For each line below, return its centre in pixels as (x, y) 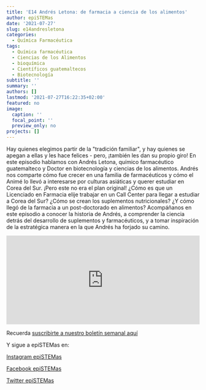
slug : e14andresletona (35, 29)
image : (15, 109)
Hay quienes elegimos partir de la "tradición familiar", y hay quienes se (96, 149)
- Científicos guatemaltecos (49, 69)
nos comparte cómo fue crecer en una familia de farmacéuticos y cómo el (100, 175)
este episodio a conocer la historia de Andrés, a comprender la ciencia (96, 214)
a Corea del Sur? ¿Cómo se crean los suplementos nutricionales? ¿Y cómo (100, 201)
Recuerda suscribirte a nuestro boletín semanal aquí (72, 333)
